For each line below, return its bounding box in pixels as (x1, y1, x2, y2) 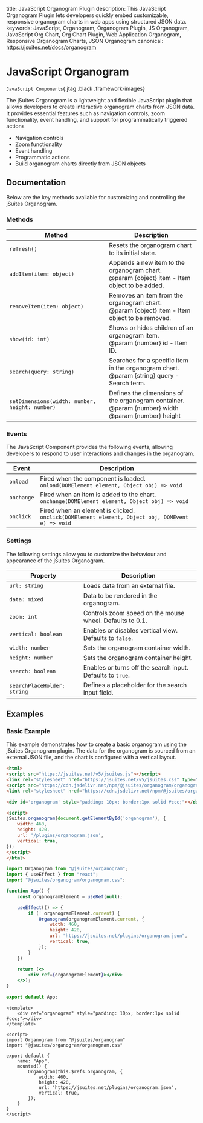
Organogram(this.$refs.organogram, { (28, 1068, 123, 1075)
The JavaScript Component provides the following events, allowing (6, 444, 173, 451)
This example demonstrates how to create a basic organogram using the (6, 741, 187, 748)
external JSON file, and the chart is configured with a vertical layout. (6, 754, 176, 761)
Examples (6, 709, 44, 719)
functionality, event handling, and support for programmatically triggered (6, 116, 188, 123)
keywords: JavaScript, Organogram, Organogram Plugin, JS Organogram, (6, 24, 190, 32)
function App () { (6, 888, 50, 895)
